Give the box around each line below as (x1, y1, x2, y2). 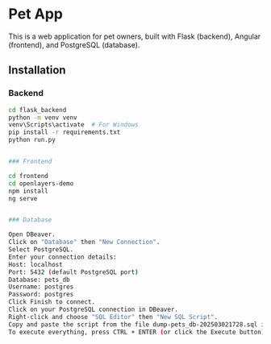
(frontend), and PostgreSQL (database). (8, 39, 140, 49)
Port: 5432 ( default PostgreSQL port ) (8, 267, 139, 276)
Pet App (8, 5, 63, 23)
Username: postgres (8, 283, 74, 291)
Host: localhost (8, 260, 63, 268)
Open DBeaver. (8, 230, 56, 238)
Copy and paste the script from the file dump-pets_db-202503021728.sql (8, 320, 258, 329)
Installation (8, 64, 66, 77)
